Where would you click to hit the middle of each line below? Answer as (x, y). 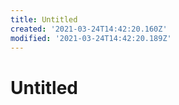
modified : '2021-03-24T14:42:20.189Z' (91, 38)
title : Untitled (44, 19)
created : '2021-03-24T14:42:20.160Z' (89, 29)
